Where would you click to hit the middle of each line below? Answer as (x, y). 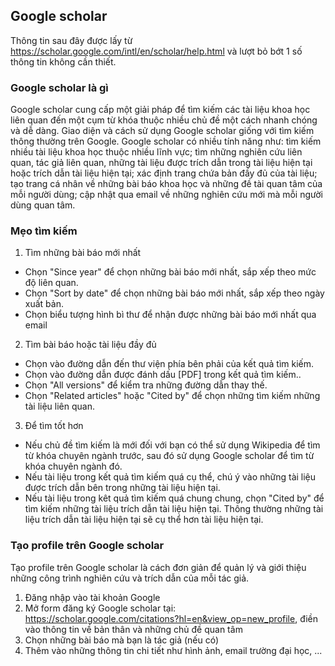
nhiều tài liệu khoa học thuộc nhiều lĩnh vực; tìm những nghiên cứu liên (156, 152)
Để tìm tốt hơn (54, 426)
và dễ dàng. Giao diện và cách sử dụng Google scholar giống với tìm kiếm (162, 131)
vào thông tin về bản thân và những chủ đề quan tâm (133, 629)
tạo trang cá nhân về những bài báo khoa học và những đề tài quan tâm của (166, 184)
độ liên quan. (51, 283)
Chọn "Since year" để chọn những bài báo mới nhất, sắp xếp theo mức (170, 272)
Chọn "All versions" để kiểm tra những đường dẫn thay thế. (146, 385)
